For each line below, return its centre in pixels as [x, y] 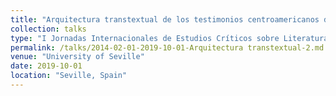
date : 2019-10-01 [46, 66]
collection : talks [48, 29]
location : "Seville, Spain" [69, 76]
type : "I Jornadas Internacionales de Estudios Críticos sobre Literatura [169, 38]
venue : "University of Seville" [77, 57]
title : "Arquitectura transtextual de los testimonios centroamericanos [165, 19]
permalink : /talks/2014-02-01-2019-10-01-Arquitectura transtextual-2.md [167, 47]
